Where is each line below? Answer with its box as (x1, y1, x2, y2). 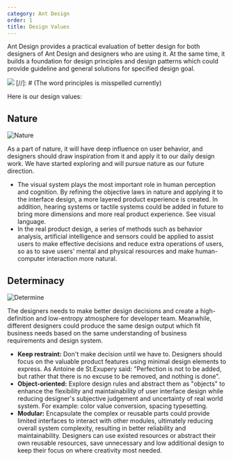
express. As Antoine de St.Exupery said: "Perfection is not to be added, (17, 365, 222, 373)
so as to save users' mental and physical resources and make (17, 247, 194, 255)
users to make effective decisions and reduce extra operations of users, (17, 240, 224, 248)
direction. (7, 167, 35, 175)
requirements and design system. (7, 336, 103, 345)
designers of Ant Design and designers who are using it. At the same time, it (7, 50, 225, 58)
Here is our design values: (7, 92, 82, 101)
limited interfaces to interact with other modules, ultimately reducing (17, 416, 214, 425)
